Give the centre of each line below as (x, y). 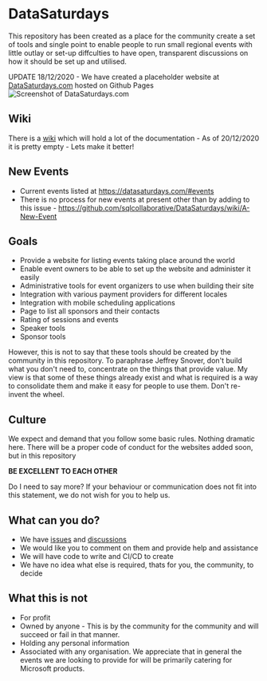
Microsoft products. (52, 668)
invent (19, 395)
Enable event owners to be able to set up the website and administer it (135, 269)
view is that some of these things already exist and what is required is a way (133, 378)
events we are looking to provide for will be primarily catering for (126, 659)
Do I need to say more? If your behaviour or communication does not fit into (133, 486)
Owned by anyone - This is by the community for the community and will (139, 626)
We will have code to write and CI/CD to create (96, 556)
